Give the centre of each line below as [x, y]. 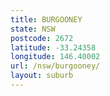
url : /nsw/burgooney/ [55, 66]
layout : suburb [42, 76]
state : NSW [33, 29]
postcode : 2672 [42, 38]
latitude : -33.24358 [53, 47]
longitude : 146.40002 [55, 57]
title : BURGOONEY [46, 19]
